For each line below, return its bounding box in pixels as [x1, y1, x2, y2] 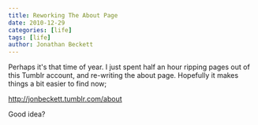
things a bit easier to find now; [8, 79, 107, 89]
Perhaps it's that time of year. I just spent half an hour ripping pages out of [8, 62, 250, 72]
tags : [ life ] [8, 33, 51, 42]
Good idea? [8, 109, 46, 119]
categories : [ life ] [8, 26, 73, 34]
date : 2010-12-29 [8, 19, 65, 27]
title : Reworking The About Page [8, 11, 118, 20]
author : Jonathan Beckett [8, 41, 93, 49]
